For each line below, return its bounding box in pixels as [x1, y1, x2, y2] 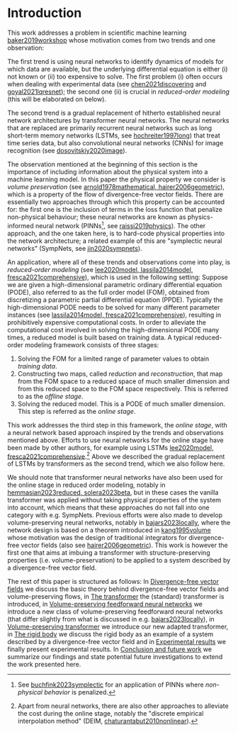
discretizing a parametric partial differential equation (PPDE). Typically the [7, 295, 223, 304]
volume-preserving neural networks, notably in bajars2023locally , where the [7, 519, 231, 527]
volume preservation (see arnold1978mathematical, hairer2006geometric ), [7, 182, 225, 191]
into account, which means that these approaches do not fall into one [7, 503, 210, 512]
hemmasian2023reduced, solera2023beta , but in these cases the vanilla [7, 488, 219, 497]
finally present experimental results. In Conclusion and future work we [7, 645, 212, 653]
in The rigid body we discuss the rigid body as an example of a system [7, 630, 214, 638]
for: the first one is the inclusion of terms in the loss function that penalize [7, 205, 223, 213]
